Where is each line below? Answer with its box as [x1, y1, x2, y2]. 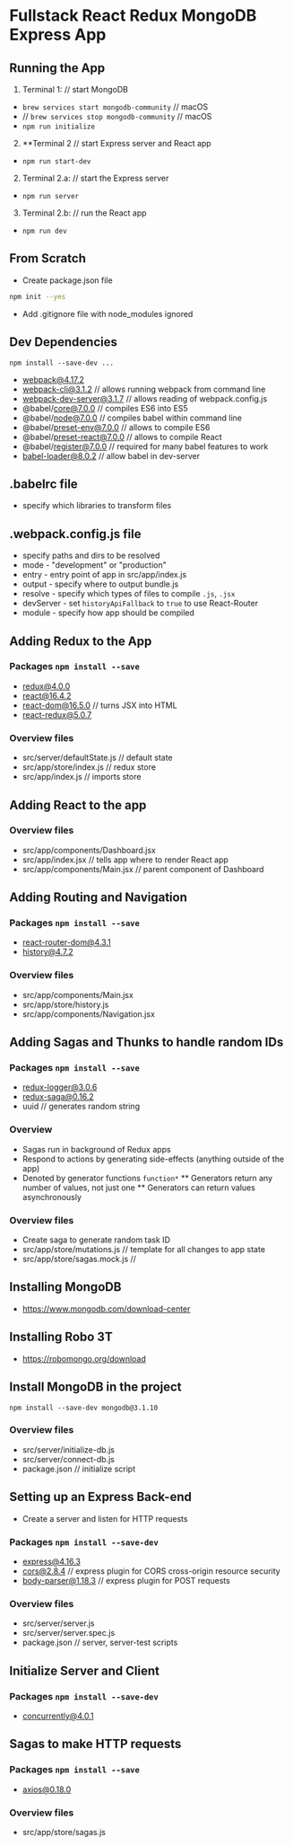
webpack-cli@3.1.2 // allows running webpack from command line [22, 384, 266, 394]
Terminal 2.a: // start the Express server [22, 172, 169, 183]
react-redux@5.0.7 [22, 709, 92, 720]
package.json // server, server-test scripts [22, 1637, 178, 1648]
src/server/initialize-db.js [22, 1444, 115, 1455]
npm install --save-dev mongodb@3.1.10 [9, 1403, 159, 1412]
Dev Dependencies [9, 334, 118, 350]
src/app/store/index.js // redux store [22, 762, 157, 773]
